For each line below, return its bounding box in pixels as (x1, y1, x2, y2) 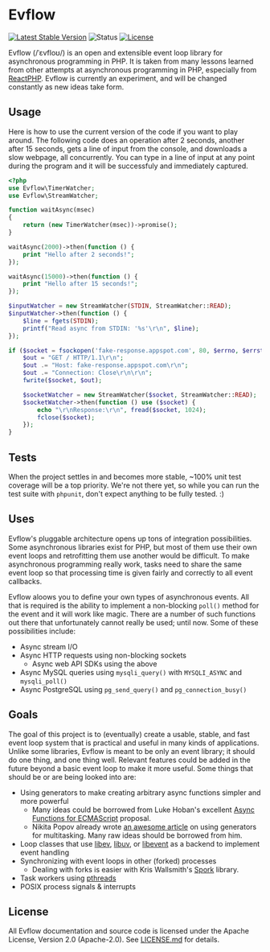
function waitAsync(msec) (8, 206, 95, 214)
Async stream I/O (19, 641, 78, 651)
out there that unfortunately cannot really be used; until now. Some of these (8, 617, 259, 627)
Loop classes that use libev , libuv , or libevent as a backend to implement (19, 839, 260, 848)
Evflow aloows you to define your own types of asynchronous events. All (8, 591, 249, 601)
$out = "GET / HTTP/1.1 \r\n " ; (22, 354, 125, 362)
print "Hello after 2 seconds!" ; (22, 250, 135, 258)
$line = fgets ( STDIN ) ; (22, 316, 99, 325)
